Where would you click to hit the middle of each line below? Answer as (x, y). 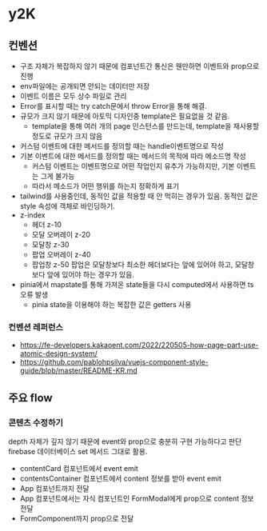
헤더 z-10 (46, 224)
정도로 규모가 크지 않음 (67, 136)
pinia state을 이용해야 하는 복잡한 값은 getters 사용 (112, 304)
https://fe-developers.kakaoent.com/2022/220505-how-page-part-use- (139, 345)
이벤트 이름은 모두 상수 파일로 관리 (73, 96)
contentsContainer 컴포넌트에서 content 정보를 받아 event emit (120, 478)
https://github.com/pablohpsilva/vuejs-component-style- (114, 362)
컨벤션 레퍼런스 (36, 327)
